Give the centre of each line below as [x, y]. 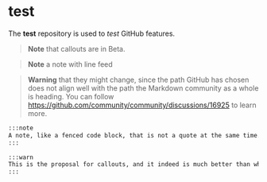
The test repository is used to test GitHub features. [92, 33]
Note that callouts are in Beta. [76, 48]
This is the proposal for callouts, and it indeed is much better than [129, 165]
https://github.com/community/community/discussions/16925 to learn [142, 105]
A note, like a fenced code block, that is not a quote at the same [124, 135]
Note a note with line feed [70, 64]
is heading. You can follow [71, 96]
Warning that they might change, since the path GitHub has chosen [138, 79]
